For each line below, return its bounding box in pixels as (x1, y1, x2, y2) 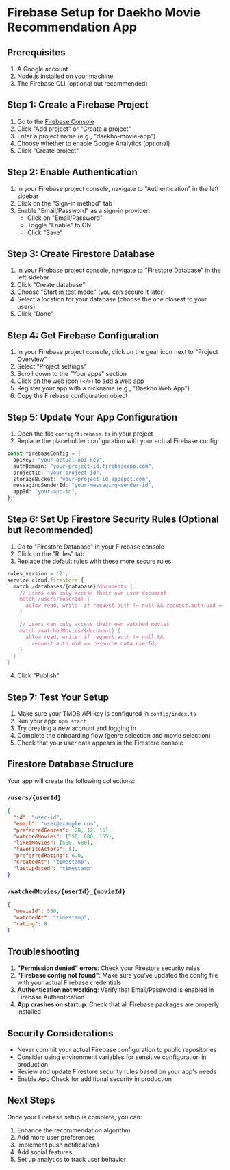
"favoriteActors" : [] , (13, 846, 78, 853)
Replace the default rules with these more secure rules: (16, 557, 173, 565)
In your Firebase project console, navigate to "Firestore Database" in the (16, 266, 221, 275)
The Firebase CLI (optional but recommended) (16, 79, 149, 87)
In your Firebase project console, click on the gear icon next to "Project (16, 348, 218, 356)
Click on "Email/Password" (27, 214, 103, 222)
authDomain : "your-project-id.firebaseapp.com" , (13, 462, 155, 470)
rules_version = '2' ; (7, 570, 69, 577)
